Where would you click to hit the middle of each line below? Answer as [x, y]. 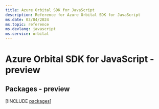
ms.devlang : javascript [31, 29]
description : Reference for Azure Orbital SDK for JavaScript [73, 15]
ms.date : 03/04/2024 [27, 19]
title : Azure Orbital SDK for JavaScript [50, 10]
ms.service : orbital [27, 34]
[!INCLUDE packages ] [28, 101]
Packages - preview [38, 89]
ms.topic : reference [27, 24]
